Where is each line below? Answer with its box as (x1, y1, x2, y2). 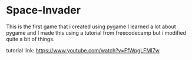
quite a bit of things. (6, 35, 55, 42)
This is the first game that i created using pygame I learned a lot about (6, 23, 177, 30)
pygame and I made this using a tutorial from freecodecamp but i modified (6, 29, 187, 36)
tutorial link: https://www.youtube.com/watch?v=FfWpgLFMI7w (6, 46, 160, 54)
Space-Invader (6, 4, 81, 17)
